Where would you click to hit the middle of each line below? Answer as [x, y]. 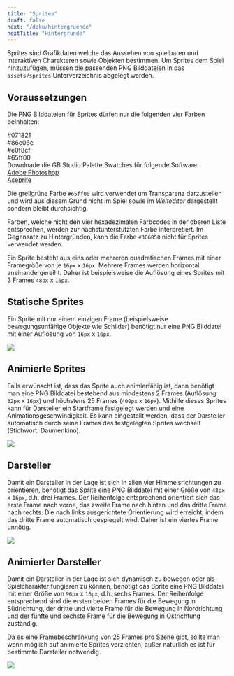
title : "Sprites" [32, 14]
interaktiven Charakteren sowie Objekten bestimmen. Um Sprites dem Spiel [116, 61]
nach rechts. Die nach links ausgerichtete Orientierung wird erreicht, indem [115, 512]
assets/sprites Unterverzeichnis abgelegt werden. [81, 76]
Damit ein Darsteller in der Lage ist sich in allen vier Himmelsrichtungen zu [114, 482]
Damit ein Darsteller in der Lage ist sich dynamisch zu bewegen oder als [111, 579]
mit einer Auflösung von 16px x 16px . [59, 334]
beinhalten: [23, 122]
